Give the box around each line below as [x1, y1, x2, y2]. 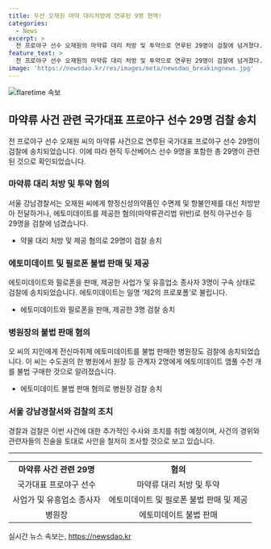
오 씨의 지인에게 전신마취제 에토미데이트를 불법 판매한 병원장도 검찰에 [8, 347, 226, 356]
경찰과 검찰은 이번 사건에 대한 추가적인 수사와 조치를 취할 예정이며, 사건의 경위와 [8, 426, 261, 435]
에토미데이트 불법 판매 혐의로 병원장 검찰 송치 [19, 384, 163, 393]
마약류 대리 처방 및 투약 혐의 [8, 178, 110, 189]
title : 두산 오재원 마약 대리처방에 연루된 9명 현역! [8, 11, 163, 20]
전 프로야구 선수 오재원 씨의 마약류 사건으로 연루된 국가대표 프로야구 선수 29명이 [8, 136, 261, 146]
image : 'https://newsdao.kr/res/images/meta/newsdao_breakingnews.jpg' [8, 64, 254, 73]
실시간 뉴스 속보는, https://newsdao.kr [8, 531, 131, 541]
